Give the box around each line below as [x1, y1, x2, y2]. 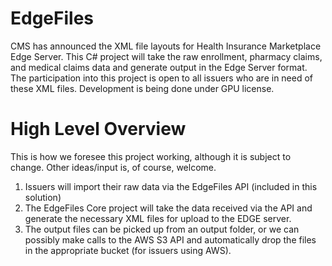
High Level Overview [10, 118, 187, 141]
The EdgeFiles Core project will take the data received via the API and [24, 202, 313, 214]
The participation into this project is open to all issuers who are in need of [10, 72, 314, 84]
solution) [24, 191, 62, 203]
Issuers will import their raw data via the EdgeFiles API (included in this [24, 180, 318, 192]
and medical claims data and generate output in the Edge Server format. [10, 61, 308, 73]
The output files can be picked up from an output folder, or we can [24, 223, 300, 235]
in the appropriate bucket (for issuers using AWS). [24, 244, 232, 256]
